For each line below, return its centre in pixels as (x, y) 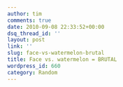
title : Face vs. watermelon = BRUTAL (62, 60)
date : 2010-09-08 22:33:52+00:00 (56, 27)
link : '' (20, 46)
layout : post (26, 40)
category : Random (32, 72)
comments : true (29, 20)
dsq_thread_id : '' (34, 33)
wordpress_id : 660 (34, 66)
